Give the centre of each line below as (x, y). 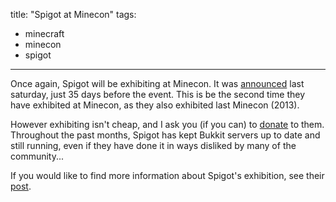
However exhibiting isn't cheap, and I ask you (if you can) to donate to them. (167, 124)
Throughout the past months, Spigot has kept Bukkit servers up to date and (165, 135)
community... (37, 156)
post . (21, 186)
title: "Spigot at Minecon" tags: (73, 14)
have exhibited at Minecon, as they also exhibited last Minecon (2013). (155, 105)
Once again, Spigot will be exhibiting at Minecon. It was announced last (157, 83)
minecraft (44, 33)
